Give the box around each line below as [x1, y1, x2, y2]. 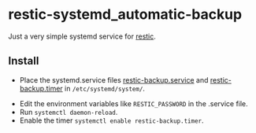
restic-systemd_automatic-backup [8, 6, 243, 24]
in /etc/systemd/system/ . [64, 83, 146, 93]
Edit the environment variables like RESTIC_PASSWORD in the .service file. [19, 98, 248, 108]
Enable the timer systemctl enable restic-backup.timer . [19, 116, 204, 125]
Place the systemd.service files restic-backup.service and [19, 75, 209, 84]
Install [8, 54, 39, 68]
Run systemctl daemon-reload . [19, 107, 118, 116]
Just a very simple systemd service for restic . [8, 31, 156, 41]
